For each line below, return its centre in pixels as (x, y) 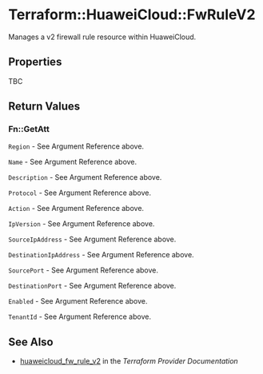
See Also (31, 342)
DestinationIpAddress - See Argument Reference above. (101, 255)
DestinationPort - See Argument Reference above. (92, 286)
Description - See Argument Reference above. (85, 177)
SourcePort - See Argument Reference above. (83, 270)
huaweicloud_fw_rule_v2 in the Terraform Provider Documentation (129, 361)
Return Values (44, 107)
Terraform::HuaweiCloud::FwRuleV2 (132, 15)
